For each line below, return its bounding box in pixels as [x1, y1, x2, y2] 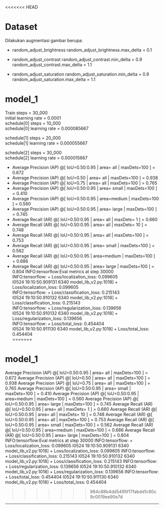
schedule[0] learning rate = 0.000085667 [5, 125, 89, 131]
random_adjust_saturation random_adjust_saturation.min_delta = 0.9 [12, 71, 149, 77]
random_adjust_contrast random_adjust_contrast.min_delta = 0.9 [12, 56, 143, 62]
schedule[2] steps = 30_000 [5, 150, 62, 155]
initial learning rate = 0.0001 [5, 115, 61, 121]
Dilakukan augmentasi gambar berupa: [5, 37, 83, 43]
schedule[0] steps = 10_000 [5, 120, 61, 126]
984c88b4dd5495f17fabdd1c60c [90, 488, 157, 494]
